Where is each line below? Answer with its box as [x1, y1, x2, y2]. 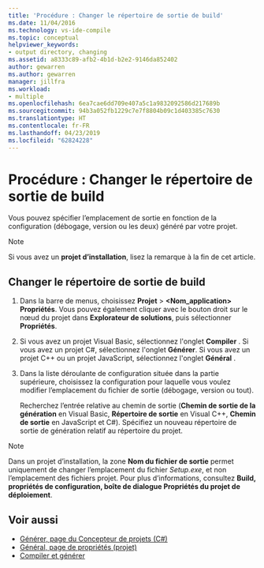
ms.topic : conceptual [8, 33, 80, 42]
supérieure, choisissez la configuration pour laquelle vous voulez [19, 377, 231, 387]
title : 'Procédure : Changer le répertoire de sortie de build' [8, 11, 224, 20]
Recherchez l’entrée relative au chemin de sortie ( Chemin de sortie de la [19, 401, 256, 411]
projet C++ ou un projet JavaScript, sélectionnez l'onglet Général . [19, 353, 236, 363]
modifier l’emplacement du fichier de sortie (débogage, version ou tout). [19, 386, 255, 395]
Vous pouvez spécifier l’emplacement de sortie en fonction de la [8, 213, 217, 223]
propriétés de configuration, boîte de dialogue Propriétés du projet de [8, 482, 240, 491]
